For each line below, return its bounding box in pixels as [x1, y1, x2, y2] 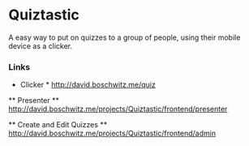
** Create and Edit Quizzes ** [8, 120, 108, 130]
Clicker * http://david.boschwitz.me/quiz [19, 79, 156, 90]
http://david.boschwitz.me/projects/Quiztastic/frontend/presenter [8, 104, 228, 114]
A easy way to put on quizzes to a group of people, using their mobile [8, 32, 241, 42]
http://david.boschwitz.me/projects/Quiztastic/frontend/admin [8, 128, 217, 139]
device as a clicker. [8, 41, 73, 50]
